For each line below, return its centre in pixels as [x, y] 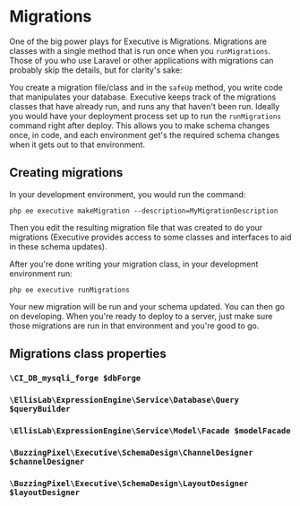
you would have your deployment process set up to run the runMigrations [146, 116]
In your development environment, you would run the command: [128, 194]
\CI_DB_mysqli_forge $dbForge [75, 378]
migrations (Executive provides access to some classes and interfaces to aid [150, 237]
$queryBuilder [40, 409]
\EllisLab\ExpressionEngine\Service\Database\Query [124, 400]
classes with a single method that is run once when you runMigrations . [140, 50]
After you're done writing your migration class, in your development [134, 264]
